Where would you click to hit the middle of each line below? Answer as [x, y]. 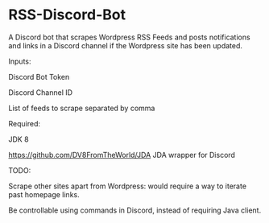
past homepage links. [44, 194]
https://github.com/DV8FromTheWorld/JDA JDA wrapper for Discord [122, 155]
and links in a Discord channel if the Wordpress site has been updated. [126, 45]
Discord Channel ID [41, 92]
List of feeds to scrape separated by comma [82, 108]
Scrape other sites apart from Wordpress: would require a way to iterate [128, 186]
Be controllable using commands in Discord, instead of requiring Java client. [135, 210]
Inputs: [20, 61]
